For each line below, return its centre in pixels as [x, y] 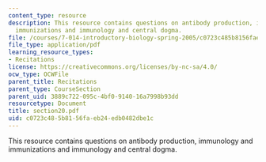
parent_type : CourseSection [55, 89]
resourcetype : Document [47, 104]
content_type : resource [47, 15]
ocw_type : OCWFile [38, 74]
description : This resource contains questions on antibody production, [131, 23]
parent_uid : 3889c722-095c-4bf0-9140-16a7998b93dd [93, 96]
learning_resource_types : [51, 52]
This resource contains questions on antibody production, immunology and [131, 141]
